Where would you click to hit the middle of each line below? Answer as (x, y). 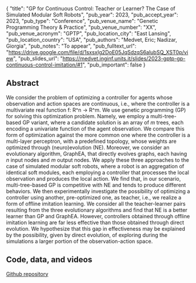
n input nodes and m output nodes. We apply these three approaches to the (98, 160)
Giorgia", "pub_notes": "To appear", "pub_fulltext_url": (71, 46)
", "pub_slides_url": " (38, 59)
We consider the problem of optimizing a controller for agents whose (89, 97)
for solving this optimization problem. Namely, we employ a (78, 116)
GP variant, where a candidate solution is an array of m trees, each (103, 122)
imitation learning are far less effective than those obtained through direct (95, 222)
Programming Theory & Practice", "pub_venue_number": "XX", (81, 27)
